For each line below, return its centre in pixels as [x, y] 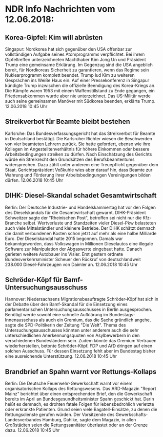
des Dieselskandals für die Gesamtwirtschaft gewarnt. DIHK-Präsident [76, 212]
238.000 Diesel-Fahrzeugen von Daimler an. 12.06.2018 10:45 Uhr [71, 264]
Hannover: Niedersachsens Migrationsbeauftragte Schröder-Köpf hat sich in [82, 299]
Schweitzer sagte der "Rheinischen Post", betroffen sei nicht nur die [73, 218]
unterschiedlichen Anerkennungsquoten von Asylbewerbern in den [72, 335]
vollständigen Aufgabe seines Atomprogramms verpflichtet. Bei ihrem [75, 54]
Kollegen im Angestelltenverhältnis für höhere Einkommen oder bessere [77, 149]
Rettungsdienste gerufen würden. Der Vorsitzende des [60, 415]
